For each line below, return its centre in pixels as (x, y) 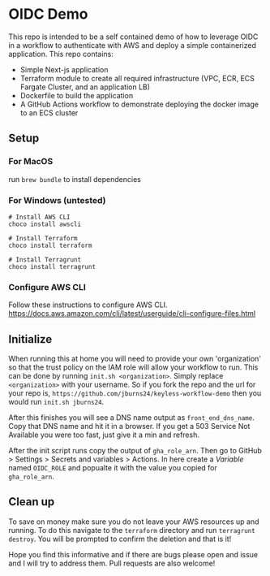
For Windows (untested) (57, 200)
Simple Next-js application (64, 69)
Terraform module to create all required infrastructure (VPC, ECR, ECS (137, 78)
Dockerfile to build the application (77, 95)
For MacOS (31, 162)
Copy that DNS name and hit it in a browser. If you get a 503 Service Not (129, 427)
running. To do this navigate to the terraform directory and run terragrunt (132, 530)
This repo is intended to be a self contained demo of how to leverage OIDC (133, 37)
